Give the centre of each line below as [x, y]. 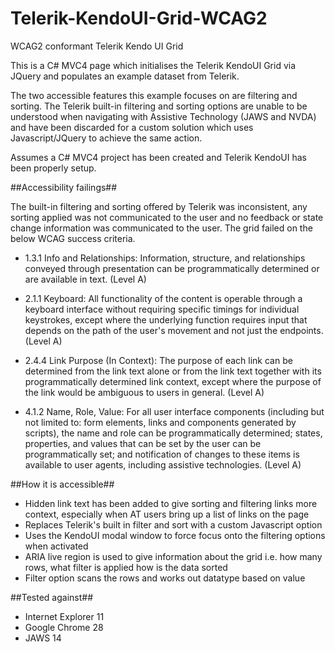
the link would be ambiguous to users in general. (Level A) [144, 392]
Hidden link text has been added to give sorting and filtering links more [171, 503]
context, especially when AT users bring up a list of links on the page [167, 514]
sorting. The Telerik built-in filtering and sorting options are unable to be [159, 106]
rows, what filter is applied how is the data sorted [126, 567]
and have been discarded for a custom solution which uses [132, 127]
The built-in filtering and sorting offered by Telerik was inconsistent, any [159, 206]
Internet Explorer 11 [64, 616]
